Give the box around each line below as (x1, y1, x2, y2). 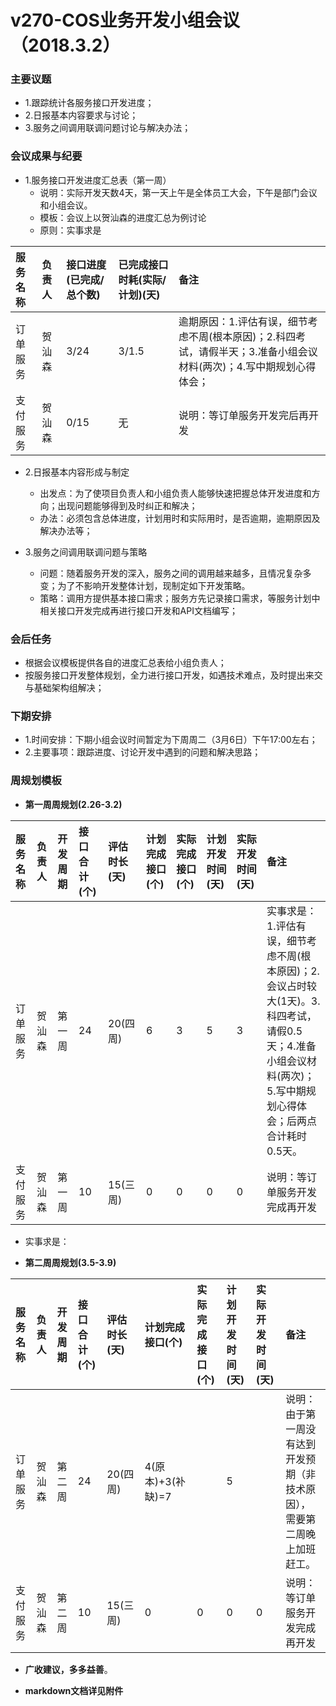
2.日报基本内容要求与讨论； (24, 109, 139, 121)
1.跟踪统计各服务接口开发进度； (24, 97, 155, 109)
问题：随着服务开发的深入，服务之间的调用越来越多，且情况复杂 (39, 567, 303, 579)
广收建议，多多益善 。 (24, 1663, 113, 1675)
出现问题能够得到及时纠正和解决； (57, 499, 198, 511)
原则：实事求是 (39, 224, 102, 236)
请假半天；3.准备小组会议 (198, 344, 318, 358)
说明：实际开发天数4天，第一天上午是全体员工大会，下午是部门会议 (39, 186, 318, 198)
